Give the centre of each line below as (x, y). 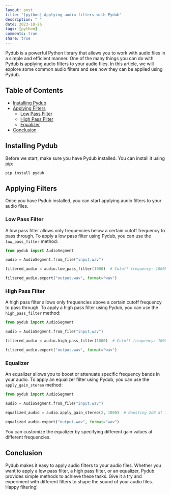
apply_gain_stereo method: (34, 385)
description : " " (24, 19)
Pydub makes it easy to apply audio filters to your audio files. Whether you (83, 465)
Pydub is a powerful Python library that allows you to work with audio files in (85, 53)
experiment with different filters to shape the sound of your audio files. (79, 481)
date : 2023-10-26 (24, 24)
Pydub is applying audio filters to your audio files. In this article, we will (80, 64)
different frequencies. (28, 437)
